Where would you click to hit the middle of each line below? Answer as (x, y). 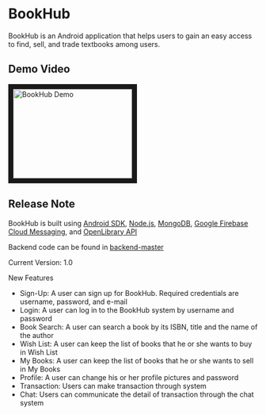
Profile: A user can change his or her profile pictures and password (129, 377)
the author (36, 335)
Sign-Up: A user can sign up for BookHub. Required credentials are (129, 293)
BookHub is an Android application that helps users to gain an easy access (130, 36)
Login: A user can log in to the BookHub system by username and (127, 309)
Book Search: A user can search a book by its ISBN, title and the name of (139, 327)
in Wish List (38, 352)
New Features (31, 278)
